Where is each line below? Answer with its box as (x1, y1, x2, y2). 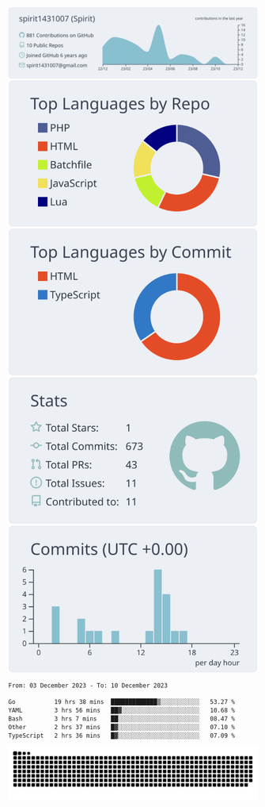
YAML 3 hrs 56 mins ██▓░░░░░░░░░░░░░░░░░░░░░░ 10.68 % (8, 706, 236, 715)
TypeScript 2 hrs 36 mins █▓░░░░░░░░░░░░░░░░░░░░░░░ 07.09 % (8, 732, 236, 740)
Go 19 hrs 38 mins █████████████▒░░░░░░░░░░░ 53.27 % (8, 698, 236, 706)
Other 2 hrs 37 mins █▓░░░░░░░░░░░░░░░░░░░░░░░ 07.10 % (8, 723, 236, 731)
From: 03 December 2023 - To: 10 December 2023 (8, 682, 168, 690)
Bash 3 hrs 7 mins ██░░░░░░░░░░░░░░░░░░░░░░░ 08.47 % (8, 715, 236, 723)
